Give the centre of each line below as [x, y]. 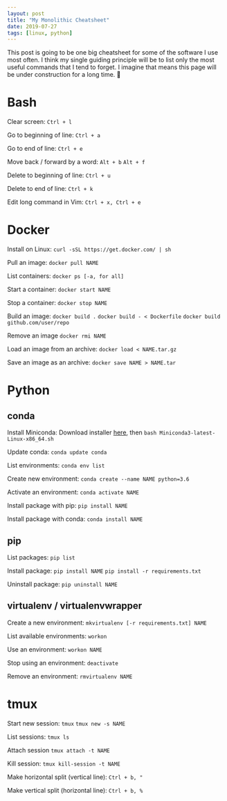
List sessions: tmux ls [38, 737]
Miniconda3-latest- [188, 433]
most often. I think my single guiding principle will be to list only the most [111, 60]
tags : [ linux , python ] [40, 33]
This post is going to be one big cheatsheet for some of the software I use [113, 53]
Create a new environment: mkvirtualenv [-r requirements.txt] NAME [107, 623]
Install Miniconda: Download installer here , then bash [82, 432]
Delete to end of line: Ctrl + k [50, 189]
